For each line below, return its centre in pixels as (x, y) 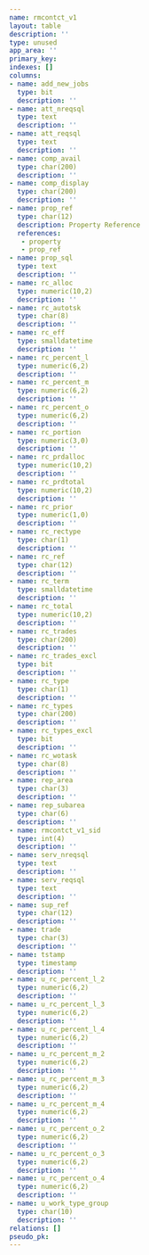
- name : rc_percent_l (49, 358)
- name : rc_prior (41, 507)
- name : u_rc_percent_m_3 (57, 1079)
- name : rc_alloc (41, 283)
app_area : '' (33, 51)
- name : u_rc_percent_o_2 (57, 1129)
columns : (25, 76)
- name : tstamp (37, 954)
